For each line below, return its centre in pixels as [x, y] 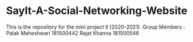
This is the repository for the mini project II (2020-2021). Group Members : [96, 27]
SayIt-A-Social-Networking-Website [97, 11]
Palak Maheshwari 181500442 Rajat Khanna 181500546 [73, 33]
